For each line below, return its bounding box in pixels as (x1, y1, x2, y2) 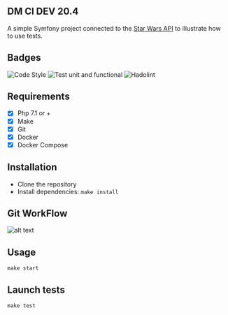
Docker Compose (17, 140, 69, 149)
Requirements (7, 91, 70, 103)
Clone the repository (17, 180, 77, 188)
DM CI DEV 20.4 (7, 6, 79, 17)
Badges (7, 52, 41, 64)
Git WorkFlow (7, 207, 68, 219)
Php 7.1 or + (17, 109, 51, 117)
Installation (7, 161, 57, 173)
